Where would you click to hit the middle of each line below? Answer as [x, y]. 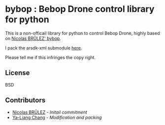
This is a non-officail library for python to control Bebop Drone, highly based [82, 33]
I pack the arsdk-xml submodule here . [44, 48]
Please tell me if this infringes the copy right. [50, 57]
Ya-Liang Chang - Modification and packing [57, 117]
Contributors [25, 100]
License [17, 73]
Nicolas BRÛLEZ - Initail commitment [50, 112]
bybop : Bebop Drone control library [80, 9]
